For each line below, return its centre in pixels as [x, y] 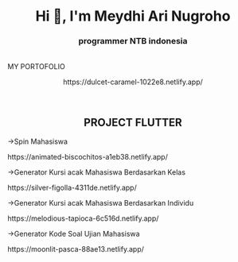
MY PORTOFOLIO [36, 67]
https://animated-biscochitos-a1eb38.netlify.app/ [88, 157]
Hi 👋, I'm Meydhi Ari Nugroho [133, 16]
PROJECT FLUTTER [133, 122]
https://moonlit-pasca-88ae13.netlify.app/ [76, 249]
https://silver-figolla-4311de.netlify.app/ [72, 188]
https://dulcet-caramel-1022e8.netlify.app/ [133, 82]
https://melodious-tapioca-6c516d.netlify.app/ [83, 218]
